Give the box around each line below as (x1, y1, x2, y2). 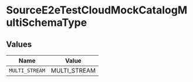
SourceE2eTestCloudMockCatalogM (6, 4, 188, 17)
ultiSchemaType (6, 16, 87, 29)
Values (6, 39, 32, 49)
